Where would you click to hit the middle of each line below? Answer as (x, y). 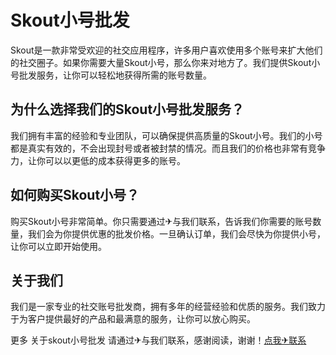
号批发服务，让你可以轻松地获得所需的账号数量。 (111, 75)
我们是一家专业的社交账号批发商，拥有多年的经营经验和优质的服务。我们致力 (168, 307)
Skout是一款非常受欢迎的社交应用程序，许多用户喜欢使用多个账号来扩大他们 (166, 50)
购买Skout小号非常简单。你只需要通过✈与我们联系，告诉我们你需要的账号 (161, 221)
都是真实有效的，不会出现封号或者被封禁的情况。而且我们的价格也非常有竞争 (168, 148)
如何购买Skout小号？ (75, 195)
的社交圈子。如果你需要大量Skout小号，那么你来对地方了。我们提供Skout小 (165, 62)
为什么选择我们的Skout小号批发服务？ (127, 109)
